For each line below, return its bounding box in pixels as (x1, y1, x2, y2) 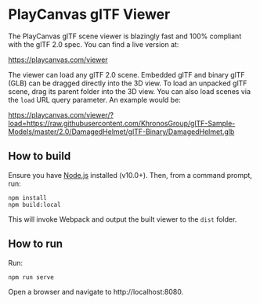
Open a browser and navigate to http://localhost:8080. (8, 287, 184, 296)
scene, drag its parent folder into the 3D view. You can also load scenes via (8, 86, 251, 96)
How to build (8, 150, 71, 163)
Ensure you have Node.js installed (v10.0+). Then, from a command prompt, (8, 170, 253, 179)
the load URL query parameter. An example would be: (8, 95, 182, 104)
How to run (8, 237, 63, 251)
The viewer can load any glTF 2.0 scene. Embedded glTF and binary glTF (8, 70, 245, 79)
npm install (8, 194, 47, 201)
